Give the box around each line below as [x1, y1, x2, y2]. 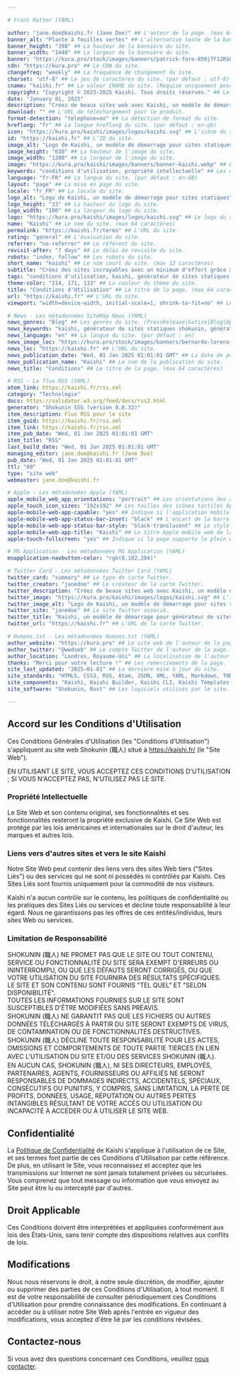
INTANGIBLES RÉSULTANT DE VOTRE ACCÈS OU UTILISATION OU [7, 1099, 203, 1108]
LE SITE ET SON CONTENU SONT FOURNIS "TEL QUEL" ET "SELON [7, 981, 207, 990]
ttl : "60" [7, 463, 37, 470]
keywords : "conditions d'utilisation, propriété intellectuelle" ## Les [7, 168, 227, 175]
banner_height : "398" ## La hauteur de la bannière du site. [7, 42, 192, 50]
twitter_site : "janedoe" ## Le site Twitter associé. [7, 607, 170, 614]
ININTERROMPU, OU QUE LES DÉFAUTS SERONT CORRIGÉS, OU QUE [7, 966, 213, 975]
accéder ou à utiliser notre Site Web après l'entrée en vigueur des [7, 1308, 200, 1316]
